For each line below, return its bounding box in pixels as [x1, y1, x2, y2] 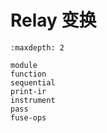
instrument [10, 95, 56, 105]
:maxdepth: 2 [10, 42, 65, 53]
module [10, 60, 38, 70]
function [10, 69, 47, 79]
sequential [10, 77, 56, 88]
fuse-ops [10, 112, 47, 123]
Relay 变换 [10, 9, 97, 32]
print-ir [10, 86, 47, 96]
